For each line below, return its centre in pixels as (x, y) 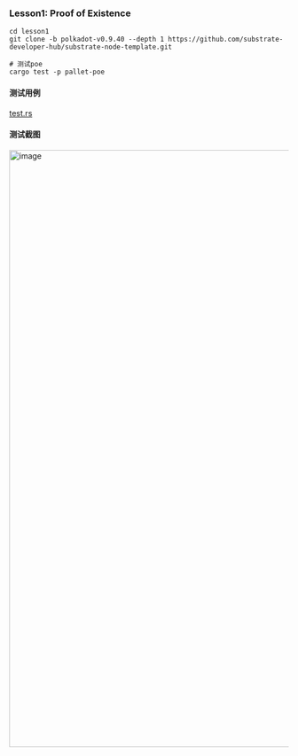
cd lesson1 (29, 32)
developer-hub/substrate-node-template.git (91, 47)
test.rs (21, 113)
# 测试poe (26, 65)
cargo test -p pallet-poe (57, 72)
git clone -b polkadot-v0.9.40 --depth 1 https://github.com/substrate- (146, 39)
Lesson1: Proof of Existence (70, 13)
